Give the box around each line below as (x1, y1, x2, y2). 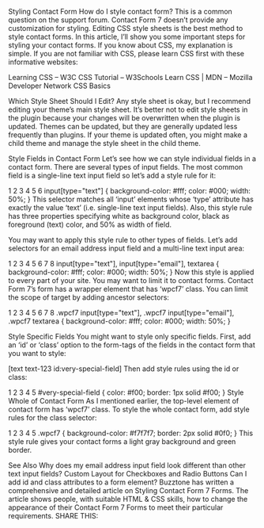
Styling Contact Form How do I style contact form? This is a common (8, 7, 233, 16)
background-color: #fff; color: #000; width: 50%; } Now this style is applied (8, 267, 255, 277)
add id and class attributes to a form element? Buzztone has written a (8, 477, 235, 487)
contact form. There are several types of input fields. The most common (8, 163, 243, 171)
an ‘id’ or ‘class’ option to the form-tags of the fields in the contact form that (8, 340, 255, 350)
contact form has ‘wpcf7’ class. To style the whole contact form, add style (8, 404, 251, 414)
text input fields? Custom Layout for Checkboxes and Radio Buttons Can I (8, 469, 247, 478)
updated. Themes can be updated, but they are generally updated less (8, 122, 238, 131)
